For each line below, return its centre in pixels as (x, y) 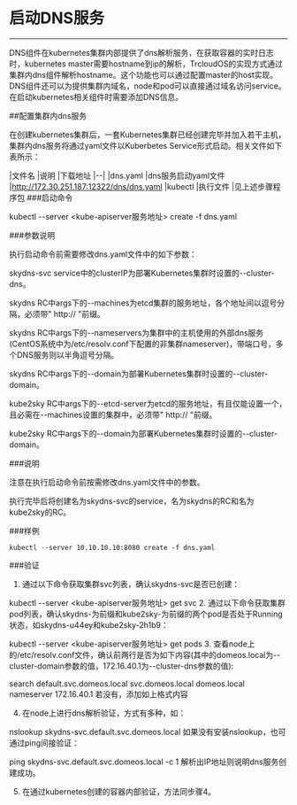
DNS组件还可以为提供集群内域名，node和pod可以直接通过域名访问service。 (148, 86)
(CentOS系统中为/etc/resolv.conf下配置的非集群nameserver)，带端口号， (143, 344)
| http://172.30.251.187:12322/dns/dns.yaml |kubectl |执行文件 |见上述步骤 (141, 186)
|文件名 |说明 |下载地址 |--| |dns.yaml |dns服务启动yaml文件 (117, 175)
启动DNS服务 (57, 18)
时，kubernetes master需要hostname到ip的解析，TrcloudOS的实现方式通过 (146, 64)
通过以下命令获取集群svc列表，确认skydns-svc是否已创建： (131, 584)
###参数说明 (32, 235)
